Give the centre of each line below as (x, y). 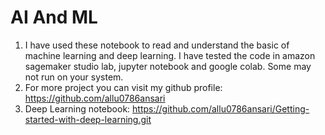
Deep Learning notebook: (77, 108)
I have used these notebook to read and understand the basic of (157, 45)
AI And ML (54, 17)
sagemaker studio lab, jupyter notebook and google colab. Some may (168, 66)
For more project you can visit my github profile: (123, 87)
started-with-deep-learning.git (88, 119)
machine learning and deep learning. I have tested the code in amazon (170, 55)
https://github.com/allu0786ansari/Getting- (221, 108)
